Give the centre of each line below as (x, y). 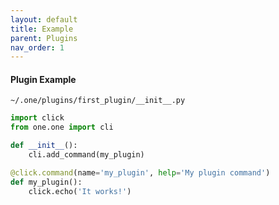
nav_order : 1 (37, 47)
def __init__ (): (44, 146)
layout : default (44, 19)
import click (37, 118)
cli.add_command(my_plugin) (86, 155)
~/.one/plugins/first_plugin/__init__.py (98, 101)
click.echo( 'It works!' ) (80, 191)
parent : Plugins (44, 38)
